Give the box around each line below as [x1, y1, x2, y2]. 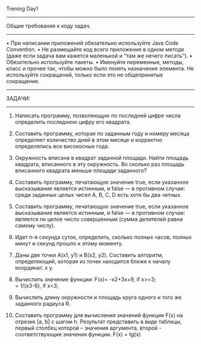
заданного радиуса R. [14, 300, 71, 307]
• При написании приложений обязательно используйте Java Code [6, 39, 179, 47]
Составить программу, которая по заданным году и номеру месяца [14, 130, 190, 137]
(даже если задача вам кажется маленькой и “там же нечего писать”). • [6, 52, 193, 59]
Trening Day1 [6, 5, 39, 12]
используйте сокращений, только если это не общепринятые [6, 71, 163, 78]
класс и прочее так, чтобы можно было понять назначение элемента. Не [6, 65, 194, 72]
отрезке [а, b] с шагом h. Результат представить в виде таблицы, [14, 318, 182, 325]
